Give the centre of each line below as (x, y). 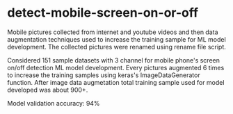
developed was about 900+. (48, 90)
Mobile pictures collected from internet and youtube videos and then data (113, 32)
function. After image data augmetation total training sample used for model (116, 82)
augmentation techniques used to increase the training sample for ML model (116, 39)
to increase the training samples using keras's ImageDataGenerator (104, 75)
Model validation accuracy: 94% (54, 103)
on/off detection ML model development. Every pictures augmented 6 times (116, 67)
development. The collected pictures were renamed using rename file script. (116, 47)
